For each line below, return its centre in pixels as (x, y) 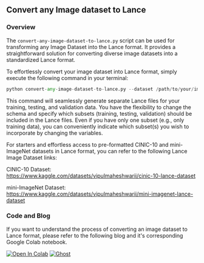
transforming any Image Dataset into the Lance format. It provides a (91, 47)
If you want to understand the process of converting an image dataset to (97, 229)
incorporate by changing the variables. (55, 133)
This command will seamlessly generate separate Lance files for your (93, 101)
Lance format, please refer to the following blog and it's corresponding (95, 235)
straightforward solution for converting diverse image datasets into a (92, 53)
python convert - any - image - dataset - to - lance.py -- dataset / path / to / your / (100, 89)
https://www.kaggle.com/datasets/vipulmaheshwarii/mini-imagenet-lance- (100, 194)
